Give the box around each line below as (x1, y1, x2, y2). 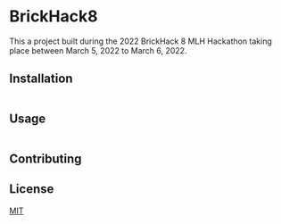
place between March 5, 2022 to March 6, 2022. (9, 45, 187, 55)
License (9, 181, 54, 197)
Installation (9, 71, 73, 87)
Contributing (9, 151, 82, 166)
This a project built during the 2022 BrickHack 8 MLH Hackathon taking (9, 36, 272, 46)
